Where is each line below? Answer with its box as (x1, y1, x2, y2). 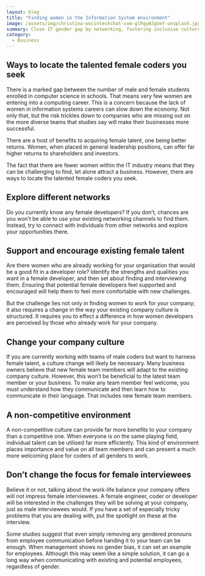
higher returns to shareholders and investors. (6, 149, 120, 157)
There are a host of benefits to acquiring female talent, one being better (6, 136, 187, 144)
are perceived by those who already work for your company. (6, 319, 159, 327)
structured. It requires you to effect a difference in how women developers (6, 312, 193, 320)
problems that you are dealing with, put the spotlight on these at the (6, 512, 177, 519)
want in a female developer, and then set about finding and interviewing (6, 275, 187, 282)
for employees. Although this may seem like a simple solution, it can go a (6, 550, 190, 557)
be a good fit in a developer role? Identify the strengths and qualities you (6, 268, 189, 276)
